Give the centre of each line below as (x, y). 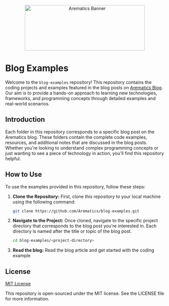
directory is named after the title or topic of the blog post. (72, 231)
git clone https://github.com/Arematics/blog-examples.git (76, 211)
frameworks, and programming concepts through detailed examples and (80, 98)
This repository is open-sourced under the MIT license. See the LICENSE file (85, 293)
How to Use (24, 174)
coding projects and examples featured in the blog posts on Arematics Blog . (84, 87)
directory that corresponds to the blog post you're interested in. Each (84, 226)
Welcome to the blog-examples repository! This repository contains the (78, 82)
